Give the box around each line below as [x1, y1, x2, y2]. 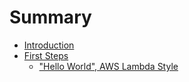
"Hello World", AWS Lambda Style [38, 60, 179, 72]
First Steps [23, 49, 69, 61]
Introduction [23, 39, 75, 51]
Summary [9, 6, 92, 29]
